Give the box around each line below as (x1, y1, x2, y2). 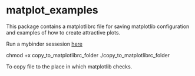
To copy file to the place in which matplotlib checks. (6, 63, 133, 70)
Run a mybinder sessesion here (6, 40, 82, 47)
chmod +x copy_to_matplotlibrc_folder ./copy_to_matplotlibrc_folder (6, 51, 170, 58)
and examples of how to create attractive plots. (6, 29, 121, 36)
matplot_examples (6, 4, 98, 17)
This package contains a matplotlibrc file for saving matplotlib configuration (6, 23, 190, 30)
